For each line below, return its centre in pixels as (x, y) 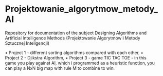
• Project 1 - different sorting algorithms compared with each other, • (74, 53)
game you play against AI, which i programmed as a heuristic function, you (80, 63)
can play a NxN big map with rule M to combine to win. (60, 68)
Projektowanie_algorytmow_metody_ (81, 9)
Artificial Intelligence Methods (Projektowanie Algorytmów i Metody (72, 38)
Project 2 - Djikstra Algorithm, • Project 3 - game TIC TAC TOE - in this (76, 57)
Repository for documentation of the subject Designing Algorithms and (76, 33)
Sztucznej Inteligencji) (27, 43)
